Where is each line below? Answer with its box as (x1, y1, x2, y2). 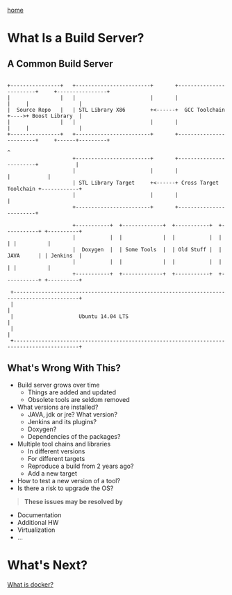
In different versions (27, 447, 85, 455)
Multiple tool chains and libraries (17, 439, 111, 448)
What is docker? (7, 580, 54, 589)
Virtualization (17, 526, 56, 534)
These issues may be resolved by (24, 497, 123, 505)
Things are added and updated (27, 388, 117, 396)
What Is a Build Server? (7, 31, 144, 46)
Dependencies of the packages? (27, 432, 121, 440)
